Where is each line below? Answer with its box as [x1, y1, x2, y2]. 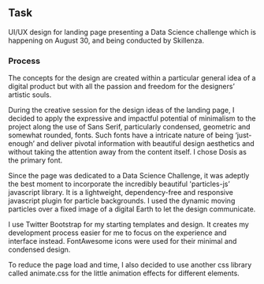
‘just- [235, 130, 252, 140]
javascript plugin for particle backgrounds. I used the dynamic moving [8, 196, 236, 206]
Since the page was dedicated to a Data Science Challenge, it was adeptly [8, 171, 250, 181]
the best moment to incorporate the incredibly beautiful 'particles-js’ [8, 179, 230, 189]
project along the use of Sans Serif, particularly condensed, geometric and [8, 122, 251, 132]
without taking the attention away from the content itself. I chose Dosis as [8, 148, 247, 157]
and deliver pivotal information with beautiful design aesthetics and [36, 139, 255, 148]
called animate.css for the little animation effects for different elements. [8, 268, 240, 278]
